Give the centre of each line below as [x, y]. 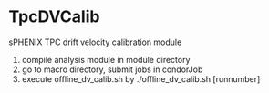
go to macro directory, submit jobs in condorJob [112, 69]
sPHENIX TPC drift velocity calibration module [95, 42]
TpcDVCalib [54, 17]
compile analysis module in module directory [106, 59]
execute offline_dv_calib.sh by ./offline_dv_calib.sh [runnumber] [141, 78]
